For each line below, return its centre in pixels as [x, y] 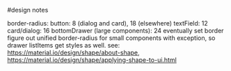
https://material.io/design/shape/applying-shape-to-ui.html [92, 60]
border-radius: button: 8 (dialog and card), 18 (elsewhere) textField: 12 [107, 23]
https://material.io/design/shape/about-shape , [74, 52]
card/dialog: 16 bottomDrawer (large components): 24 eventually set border [115, 31]
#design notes [28, 10]
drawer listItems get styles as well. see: [64, 45]
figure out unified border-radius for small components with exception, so [111, 38]
